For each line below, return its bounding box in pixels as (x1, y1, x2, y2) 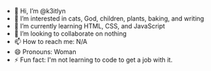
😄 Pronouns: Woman (13, 48, 76, 56)
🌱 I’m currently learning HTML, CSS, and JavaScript (13, 22, 165, 30)
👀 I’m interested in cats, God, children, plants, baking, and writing (13, 14, 205, 23)
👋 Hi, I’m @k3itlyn (13, 7, 66, 15)
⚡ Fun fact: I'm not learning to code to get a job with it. (13, 55, 173, 64)
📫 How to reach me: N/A (13, 38, 88, 45)
